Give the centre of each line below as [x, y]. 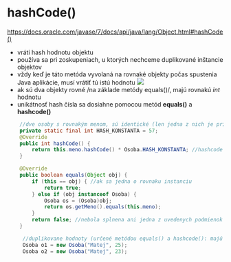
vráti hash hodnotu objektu [55, 52]
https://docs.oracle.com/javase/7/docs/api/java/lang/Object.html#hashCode [115, 32]
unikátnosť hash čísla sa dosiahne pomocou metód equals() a [104, 104]
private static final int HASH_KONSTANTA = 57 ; [89, 131]
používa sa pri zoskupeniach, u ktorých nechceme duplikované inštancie [120, 59]
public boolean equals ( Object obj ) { [74, 175]
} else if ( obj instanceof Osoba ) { [84, 194]
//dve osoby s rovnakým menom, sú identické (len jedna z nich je [117, 124]
